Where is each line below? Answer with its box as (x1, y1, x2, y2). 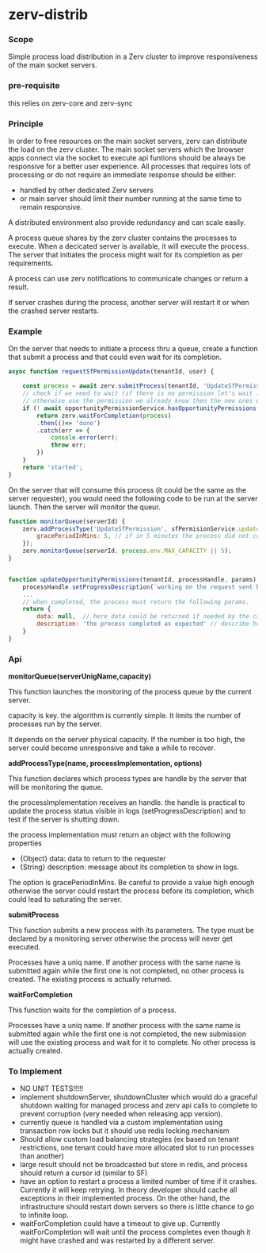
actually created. (8, 1046, 63, 1056)
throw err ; (50, 441, 87, 450)
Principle (8, 118, 44, 129)
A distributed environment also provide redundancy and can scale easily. (8, 218, 246, 227)
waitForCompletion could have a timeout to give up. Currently (19, 1219, 221, 1228)
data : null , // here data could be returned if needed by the (36, 613, 249, 621)
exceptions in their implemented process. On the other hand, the (19, 1193, 230, 1203)
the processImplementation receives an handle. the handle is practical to (8, 798, 245, 807)
